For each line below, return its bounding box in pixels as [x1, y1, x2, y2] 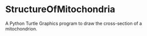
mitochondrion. [5, 25, 37, 31]
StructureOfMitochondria [5, 4, 116, 15]
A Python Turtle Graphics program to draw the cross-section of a [5, 20, 142, 26]
